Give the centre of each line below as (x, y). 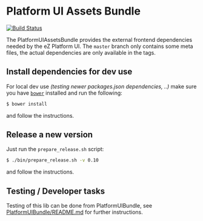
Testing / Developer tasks (56, 191)
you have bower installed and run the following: (64, 93)
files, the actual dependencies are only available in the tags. (81, 52)
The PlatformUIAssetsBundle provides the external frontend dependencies (99, 39)
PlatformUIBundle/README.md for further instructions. (75, 212)
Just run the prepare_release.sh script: (55, 149)
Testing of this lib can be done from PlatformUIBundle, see (79, 206)
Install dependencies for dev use (69, 72)
